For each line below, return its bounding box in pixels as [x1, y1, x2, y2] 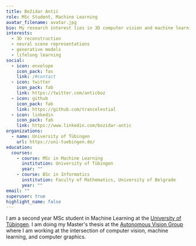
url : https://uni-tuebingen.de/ [16, 138, 95, 145]
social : [6, 57, 25, 63]
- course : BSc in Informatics [16, 172, 90, 178]
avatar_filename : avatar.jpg [6, 19, 77, 25]
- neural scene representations [11, 41, 90, 47]
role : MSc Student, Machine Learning [6, 14, 98, 20]
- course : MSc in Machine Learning [16, 155, 103, 161]
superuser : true [6, 193, 45, 199]
